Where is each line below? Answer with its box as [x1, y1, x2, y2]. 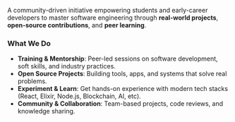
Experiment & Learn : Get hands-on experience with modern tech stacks [17, 85, 228, 93]
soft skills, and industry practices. [17, 62, 116, 71]
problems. [17, 77, 47, 85]
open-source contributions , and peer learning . [7, 21, 147, 29]
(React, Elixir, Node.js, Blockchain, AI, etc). [17, 92, 141, 101]
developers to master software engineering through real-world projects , [7, 13, 219, 22]
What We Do [7, 38, 52, 48]
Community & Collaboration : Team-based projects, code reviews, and [17, 99, 224, 108]
